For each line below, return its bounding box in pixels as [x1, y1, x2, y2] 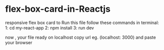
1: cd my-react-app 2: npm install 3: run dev [5, 25, 94, 30]
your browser [5, 39, 33, 45]
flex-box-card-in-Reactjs [5, 3, 111, 15]
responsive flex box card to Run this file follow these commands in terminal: [5, 20, 159, 25]
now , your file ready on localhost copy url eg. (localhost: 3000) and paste [5, 34, 156, 40]
